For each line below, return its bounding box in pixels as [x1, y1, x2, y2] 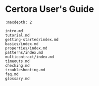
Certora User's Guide [5, 3, 94, 15]
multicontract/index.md [5, 54, 54, 59]
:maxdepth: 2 [5, 20, 32, 25]
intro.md [5, 28, 23, 33]
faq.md [5, 72, 19, 77]
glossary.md [5, 76, 30, 81]
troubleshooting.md [5, 67, 46, 72]
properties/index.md [5, 45, 48, 50]
